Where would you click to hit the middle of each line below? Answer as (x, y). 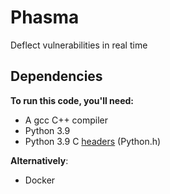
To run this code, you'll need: (72, 100)
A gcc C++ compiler (66, 120)
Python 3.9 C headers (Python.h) (93, 141)
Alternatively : (39, 160)
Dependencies (56, 76)
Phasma (45, 17)
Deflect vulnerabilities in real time (79, 45)
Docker (40, 180)
